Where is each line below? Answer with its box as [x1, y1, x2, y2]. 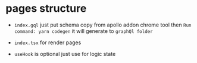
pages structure [5, 2, 87, 15]
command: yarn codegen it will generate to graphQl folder [14, 27, 153, 34]
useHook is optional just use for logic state [14, 50, 116, 57]
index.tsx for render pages [14, 39, 82, 46]
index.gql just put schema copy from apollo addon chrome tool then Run [14, 21, 192, 28]
